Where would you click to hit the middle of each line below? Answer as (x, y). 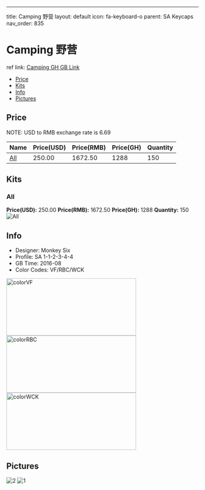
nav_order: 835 (25, 23)
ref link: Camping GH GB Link (43, 67)
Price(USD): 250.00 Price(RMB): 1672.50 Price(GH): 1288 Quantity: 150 (98, 210)
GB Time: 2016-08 (38, 264)
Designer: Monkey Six (43, 250)
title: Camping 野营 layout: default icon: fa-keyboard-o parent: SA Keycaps (100, 16)
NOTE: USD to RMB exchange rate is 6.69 (59, 132)
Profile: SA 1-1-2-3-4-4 (44, 257)
